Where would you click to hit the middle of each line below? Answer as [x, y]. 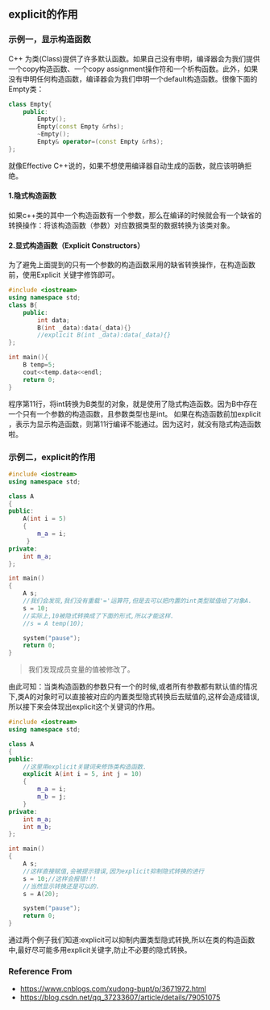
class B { [23, 305]
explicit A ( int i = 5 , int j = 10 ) [83, 774]
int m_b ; [37, 827]
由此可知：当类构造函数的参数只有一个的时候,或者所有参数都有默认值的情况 [133, 687]
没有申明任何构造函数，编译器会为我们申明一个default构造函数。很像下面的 [133, 78]
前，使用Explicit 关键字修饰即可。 [64, 275]
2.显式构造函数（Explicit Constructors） [77, 245]
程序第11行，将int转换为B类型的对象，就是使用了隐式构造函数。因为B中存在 [133, 404]
